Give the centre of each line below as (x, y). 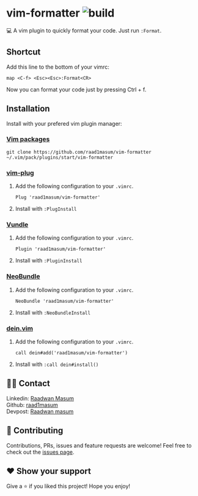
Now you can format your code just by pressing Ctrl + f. (76, 90)
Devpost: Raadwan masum (40, 411)
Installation (28, 109)
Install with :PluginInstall (49, 261)
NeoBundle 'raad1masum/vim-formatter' (64, 301)
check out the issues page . (40, 452)
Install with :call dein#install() (57, 364)
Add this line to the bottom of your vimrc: (58, 67)
